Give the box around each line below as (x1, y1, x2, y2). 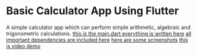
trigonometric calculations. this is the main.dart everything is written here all (6, 30, 192, 37)
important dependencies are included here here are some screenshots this (6, 36, 188, 43)
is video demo (6, 43, 41, 50)
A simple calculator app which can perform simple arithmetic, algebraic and (6, 24, 190, 31)
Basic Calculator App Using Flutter (6, 4, 179, 18)
